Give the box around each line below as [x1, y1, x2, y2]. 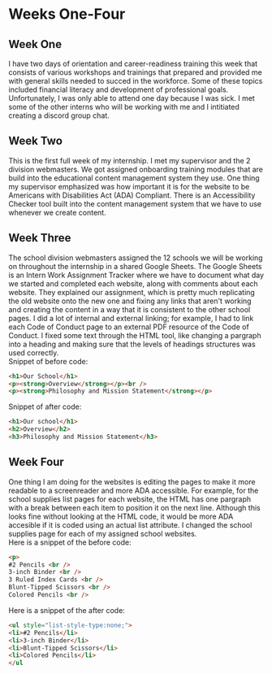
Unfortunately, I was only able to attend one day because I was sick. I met [8, 93, 256, 102]
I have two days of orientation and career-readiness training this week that [8, 59, 258, 68]
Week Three [8, 231, 71, 245]
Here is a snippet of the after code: [8, 605, 126, 615]
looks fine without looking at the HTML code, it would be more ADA [8, 511, 234, 521]
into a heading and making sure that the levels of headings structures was [8, 339, 256, 349]
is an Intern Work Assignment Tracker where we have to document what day [8, 270, 265, 280]
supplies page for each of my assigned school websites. [8, 528, 197, 538]
